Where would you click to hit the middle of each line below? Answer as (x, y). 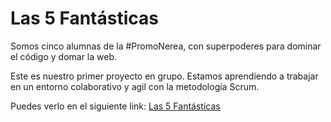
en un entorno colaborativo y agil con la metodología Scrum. (135, 86)
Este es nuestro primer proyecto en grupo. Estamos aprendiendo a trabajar (164, 76)
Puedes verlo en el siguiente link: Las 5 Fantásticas (115, 106)
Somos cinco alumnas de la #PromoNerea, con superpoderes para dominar (166, 46)
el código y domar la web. (64, 56)
